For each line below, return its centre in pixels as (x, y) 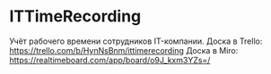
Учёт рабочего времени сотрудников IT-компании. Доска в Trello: (136, 41)
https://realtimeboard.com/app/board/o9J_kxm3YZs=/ (110, 60)
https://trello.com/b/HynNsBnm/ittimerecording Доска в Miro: (124, 50)
